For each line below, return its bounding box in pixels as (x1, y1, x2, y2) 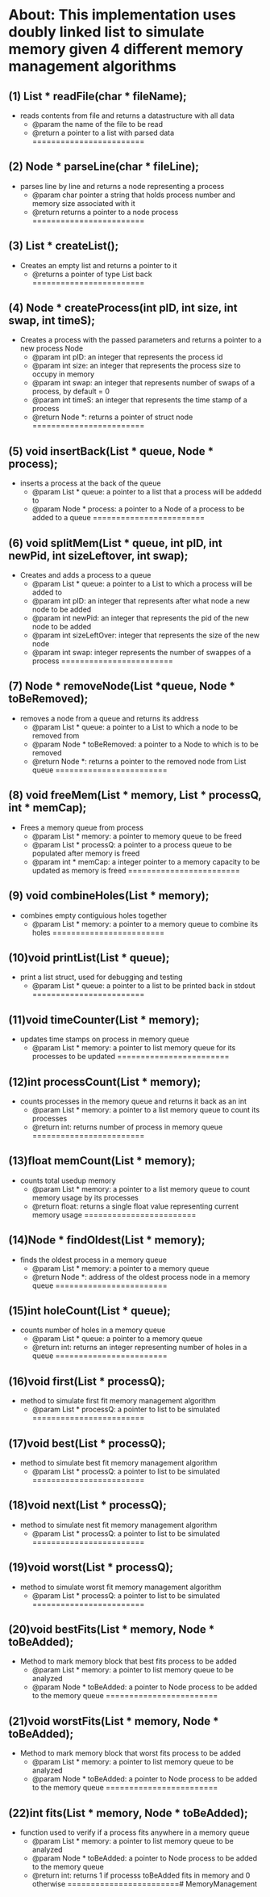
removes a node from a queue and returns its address (19, 713, 199, 723)
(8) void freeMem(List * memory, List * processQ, (8, 789, 262, 802)
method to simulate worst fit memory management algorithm (19, 1582, 222, 1592)
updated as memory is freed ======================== (31, 865, 240, 875)
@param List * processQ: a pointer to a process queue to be (31, 839, 232, 849)
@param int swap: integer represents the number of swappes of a (31, 648, 251, 658)
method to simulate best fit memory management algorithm (19, 1458, 218, 1467)
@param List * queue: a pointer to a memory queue (31, 1334, 203, 1344)
